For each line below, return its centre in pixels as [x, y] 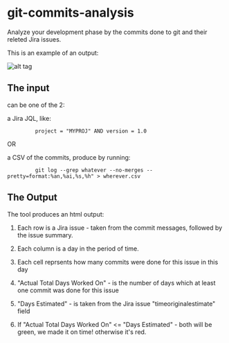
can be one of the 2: [36, 105]
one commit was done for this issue [68, 290]
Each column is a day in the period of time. [78, 249]
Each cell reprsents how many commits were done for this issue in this [118, 262]
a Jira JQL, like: [29, 118]
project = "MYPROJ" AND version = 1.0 [91, 131]
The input [28, 88]
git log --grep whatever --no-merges [89, 170]
